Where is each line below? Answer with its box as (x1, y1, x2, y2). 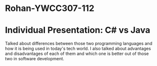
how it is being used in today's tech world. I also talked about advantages (5, 46, 151, 52)
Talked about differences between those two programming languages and (5, 41, 153, 46)
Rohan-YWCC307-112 (5, 3, 95, 14)
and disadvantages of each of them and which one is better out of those (5, 51, 149, 56)
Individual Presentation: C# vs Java (5, 25, 151, 36)
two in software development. (5, 56, 64, 62)
